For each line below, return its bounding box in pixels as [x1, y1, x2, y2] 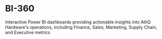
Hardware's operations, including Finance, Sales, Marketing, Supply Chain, [5, 24, 158, 30]
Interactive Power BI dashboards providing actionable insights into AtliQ [5, 19, 151, 25]
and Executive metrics [5, 29, 50, 35]
